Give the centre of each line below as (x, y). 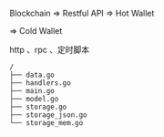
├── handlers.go (40, 83)
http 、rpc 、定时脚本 (49, 50)
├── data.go (32, 75)
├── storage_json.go (49, 115)
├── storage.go (38, 107)
